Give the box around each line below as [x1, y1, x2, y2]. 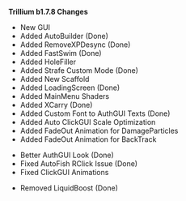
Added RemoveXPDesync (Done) [19, 40, 131, 49]
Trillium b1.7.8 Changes [8, 7, 89, 16]
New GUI [19, 23, 51, 32]
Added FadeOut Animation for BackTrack [19, 135, 157, 144]
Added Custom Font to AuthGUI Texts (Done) [19, 109, 171, 118]
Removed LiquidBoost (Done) [19, 183, 119, 193]
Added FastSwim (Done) [19, 49, 103, 58]
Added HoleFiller [19, 57, 77, 66]
